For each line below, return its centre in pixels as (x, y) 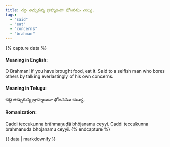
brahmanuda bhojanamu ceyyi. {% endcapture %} (58, 129)
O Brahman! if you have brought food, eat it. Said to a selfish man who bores (85, 71)
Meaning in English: (27, 60)
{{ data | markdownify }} (31, 139)
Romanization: (21, 112)
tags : (11, 15)
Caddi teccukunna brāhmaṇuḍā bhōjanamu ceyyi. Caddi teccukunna (77, 124)
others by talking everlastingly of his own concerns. (59, 76)
